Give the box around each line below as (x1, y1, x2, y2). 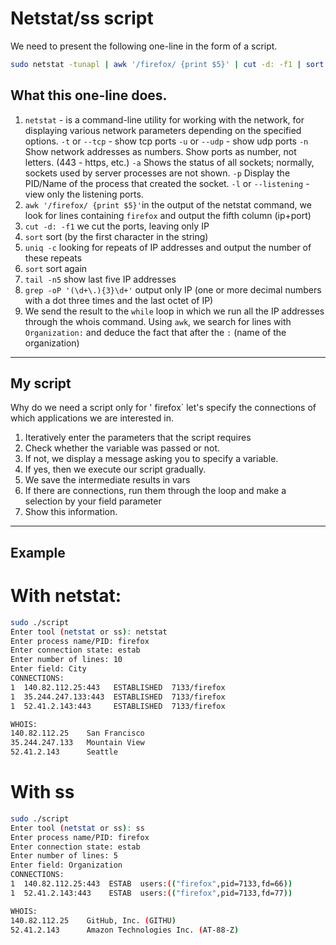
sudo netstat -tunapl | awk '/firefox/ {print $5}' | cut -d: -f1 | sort (10, 59, 325, 69)
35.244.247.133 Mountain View (10, 738, 145, 748)
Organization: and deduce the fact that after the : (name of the (24, 326, 287, 338)
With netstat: (10, 585, 122, 607)
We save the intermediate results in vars (24, 474, 191, 486)
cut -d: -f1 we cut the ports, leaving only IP (24, 220, 210, 232)
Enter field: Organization (10, 860, 123, 871)
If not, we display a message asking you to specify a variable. (24, 453, 279, 465)
